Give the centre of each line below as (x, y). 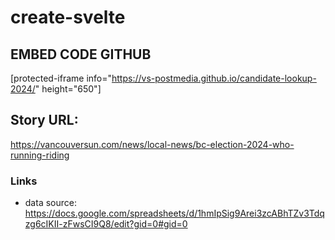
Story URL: (44, 120)
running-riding (40, 155)
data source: (50, 203)
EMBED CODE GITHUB (81, 54)
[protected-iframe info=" (61, 78)
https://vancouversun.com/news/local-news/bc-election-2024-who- (152, 144)
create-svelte (68, 17)
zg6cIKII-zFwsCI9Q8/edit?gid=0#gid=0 (106, 224)
